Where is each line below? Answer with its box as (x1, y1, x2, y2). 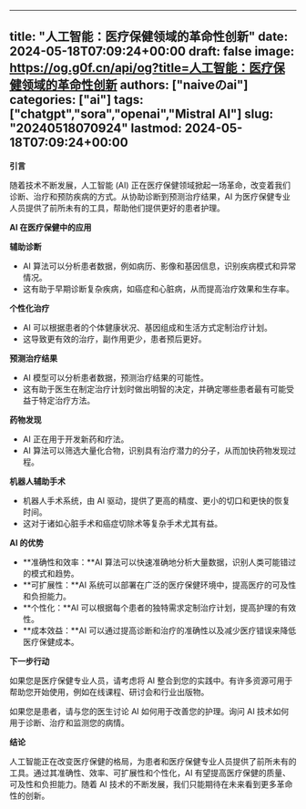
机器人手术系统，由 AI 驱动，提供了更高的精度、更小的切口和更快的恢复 (22, 495, 291, 506)
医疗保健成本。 (22, 636, 79, 647)
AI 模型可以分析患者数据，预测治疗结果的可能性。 (22, 372, 209, 383)
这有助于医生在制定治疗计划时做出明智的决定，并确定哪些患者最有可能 (22, 384, 287, 394)
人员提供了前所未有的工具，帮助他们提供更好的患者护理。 (9, 202, 225, 213)
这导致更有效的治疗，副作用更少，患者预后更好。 (22, 333, 207, 344)
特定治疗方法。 (38, 394, 96, 405)
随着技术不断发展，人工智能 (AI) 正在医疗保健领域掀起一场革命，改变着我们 (9, 179, 291, 190)
